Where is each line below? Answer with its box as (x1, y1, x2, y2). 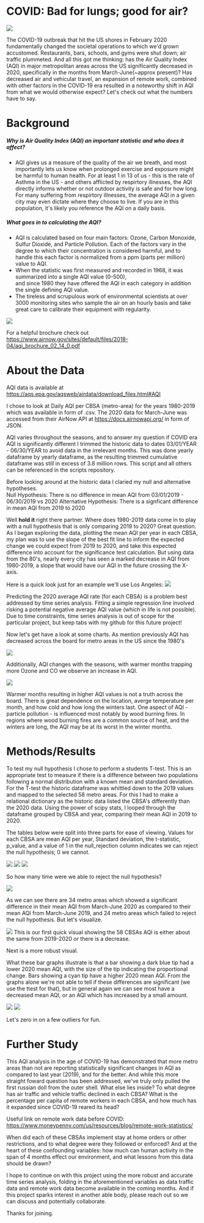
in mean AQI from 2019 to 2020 (6, 504, 86, 512)
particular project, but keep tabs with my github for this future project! (6, 619, 182, 626)
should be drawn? (6, 1159, 52, 1167)
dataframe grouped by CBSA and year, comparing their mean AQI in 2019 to (6, 810, 197, 818)
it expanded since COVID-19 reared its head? (6, 1103, 120, 1111)
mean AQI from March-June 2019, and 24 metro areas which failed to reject (6, 909, 197, 916)
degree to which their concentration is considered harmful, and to (15, 247, 181, 255)
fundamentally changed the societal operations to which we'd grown (6, 42, 179, 50)
